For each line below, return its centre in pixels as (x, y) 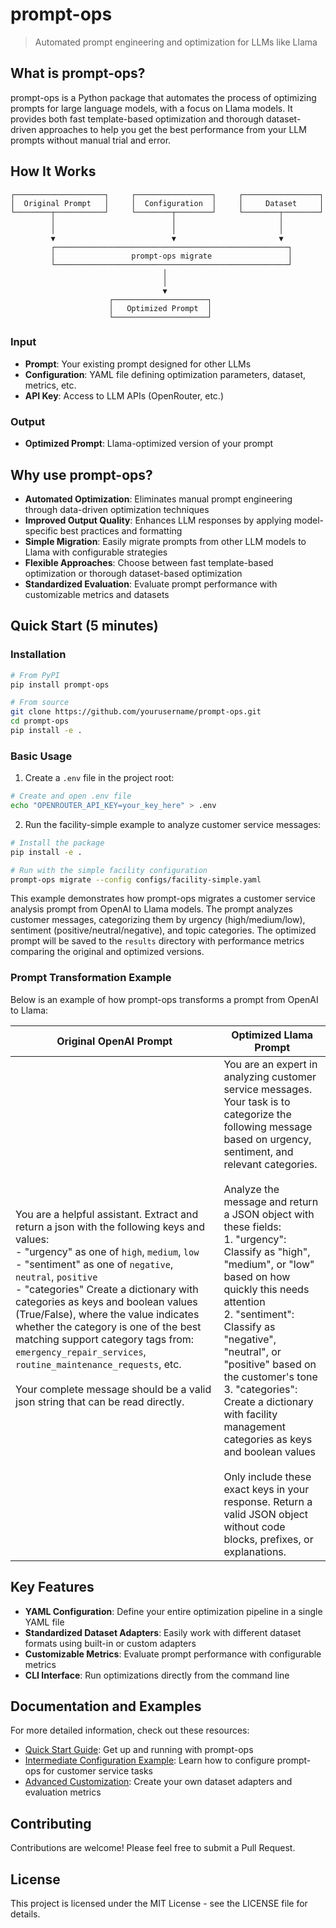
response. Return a (268, 1501)
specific (41, 530)
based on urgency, (267, 1139)
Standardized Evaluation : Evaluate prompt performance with (151, 584)
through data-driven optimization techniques (117, 509)
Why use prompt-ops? (81, 474)
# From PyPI (35, 675)
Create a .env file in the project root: (99, 778)
